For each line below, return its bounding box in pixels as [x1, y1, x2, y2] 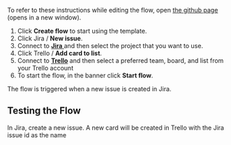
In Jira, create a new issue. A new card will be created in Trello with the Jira [7, 123, 225, 132]
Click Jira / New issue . [17, 34, 83, 43]
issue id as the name [7, 130, 67, 139]
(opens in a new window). [7, 13, 82, 22]
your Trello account [17, 64, 74, 72]
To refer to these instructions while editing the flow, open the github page [7, 6, 218, 14]
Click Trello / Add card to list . [17, 49, 103, 57]
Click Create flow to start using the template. [17, 27, 147, 35]
